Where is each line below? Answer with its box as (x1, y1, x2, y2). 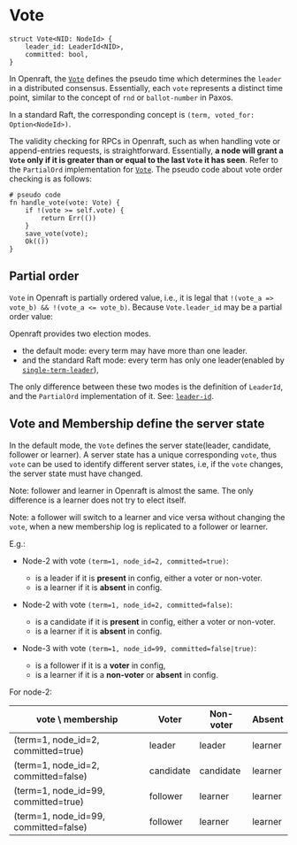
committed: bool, (25, 50, 89, 58)
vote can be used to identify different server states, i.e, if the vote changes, (9, 458, 284, 469)
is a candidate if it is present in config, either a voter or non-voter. (34, 616, 276, 626)
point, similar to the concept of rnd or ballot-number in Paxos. (9, 92, 233, 103)
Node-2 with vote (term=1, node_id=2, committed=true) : (21, 555, 229, 566)
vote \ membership (36, 713, 118, 726)
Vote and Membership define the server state (9, 417, 265, 432)
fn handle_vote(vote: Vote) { (9, 198, 121, 207)
